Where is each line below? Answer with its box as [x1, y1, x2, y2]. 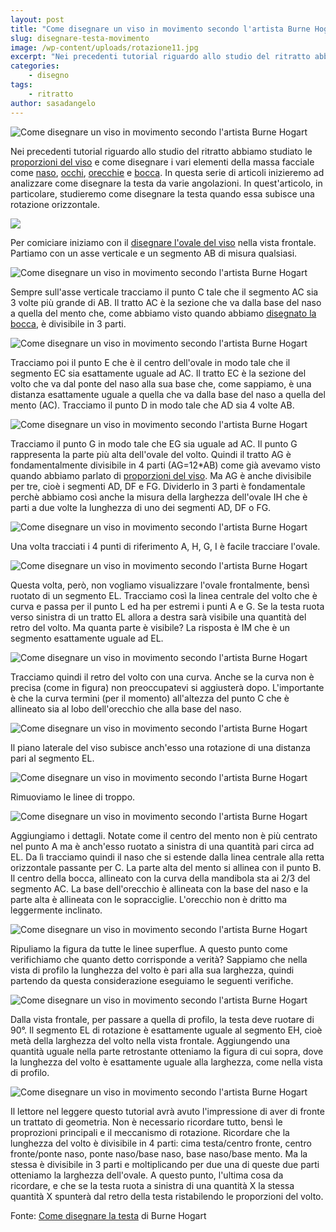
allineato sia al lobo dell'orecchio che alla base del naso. [10, 702, 242, 715]
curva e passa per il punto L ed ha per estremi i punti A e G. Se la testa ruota [10, 600, 325, 612]
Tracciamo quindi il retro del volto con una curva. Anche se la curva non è [10, 671, 315, 683]
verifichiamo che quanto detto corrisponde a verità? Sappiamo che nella [10, 953, 308, 965]
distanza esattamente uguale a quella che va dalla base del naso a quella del [10, 388, 326, 400]
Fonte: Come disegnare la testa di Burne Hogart [10, 1209, 207, 1221]
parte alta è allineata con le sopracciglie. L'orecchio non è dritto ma [10, 893, 288, 905]
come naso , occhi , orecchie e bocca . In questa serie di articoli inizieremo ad [10, 166, 325, 178]
